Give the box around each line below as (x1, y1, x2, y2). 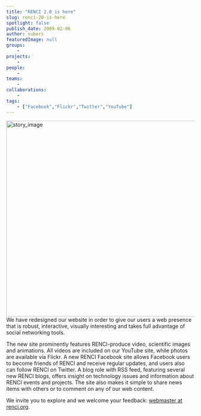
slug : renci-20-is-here (6, 14, 66, 20)
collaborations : (6, 87, 47, 93)
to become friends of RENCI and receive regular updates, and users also (6, 360, 185, 367)
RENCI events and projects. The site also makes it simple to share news (6, 379, 182, 386)
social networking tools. (6, 328, 65, 336)
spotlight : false (6, 20, 50, 26)
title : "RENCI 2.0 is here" (6, 8, 77, 15)
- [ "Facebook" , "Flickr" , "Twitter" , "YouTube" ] (17, 103, 133, 110)
